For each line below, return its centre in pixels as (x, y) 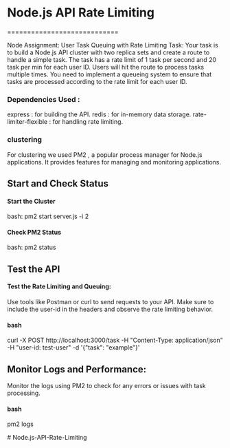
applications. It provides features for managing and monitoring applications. (114, 162)
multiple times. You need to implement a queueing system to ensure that (110, 74)
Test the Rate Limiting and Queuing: (59, 286)
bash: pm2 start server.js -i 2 (48, 216)
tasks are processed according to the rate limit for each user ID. (97, 81)
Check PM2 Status (34, 232)
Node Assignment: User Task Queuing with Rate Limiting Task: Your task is (113, 45)
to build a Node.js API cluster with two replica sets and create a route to (108, 52)
